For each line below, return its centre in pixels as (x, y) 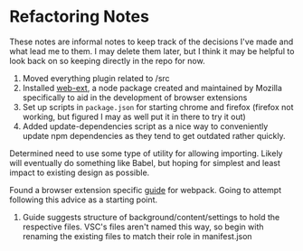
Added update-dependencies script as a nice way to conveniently (145, 126)
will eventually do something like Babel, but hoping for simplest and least (145, 163)
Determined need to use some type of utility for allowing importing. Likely (146, 153)
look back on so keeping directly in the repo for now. (107, 60)
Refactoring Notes (79, 17)
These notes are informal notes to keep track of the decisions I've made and (151, 42)
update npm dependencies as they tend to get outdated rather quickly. (154, 135)
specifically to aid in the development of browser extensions (135, 98)
